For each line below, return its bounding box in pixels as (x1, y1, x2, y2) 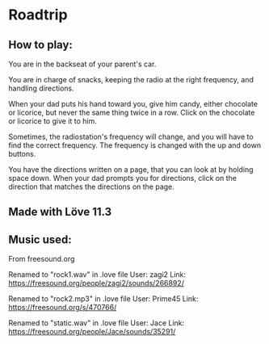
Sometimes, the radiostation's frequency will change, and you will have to (8, 132, 254, 141)
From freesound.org (8, 254, 75, 264)
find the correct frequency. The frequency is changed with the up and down (8, 141, 261, 150)
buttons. (8, 149, 36, 158)
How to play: (8, 38, 73, 52)
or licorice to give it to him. (8, 116, 97, 126)
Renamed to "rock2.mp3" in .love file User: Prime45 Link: (8, 294, 199, 304)
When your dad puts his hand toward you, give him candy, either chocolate (8, 99, 258, 108)
